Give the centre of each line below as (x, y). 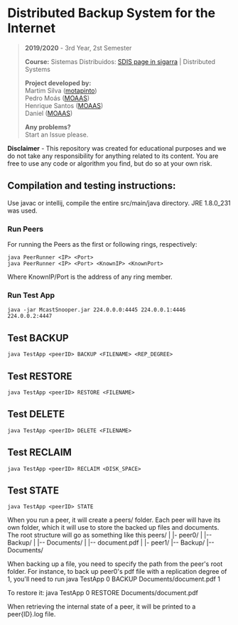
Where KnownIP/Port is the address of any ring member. (90, 277)
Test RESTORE (40, 376)
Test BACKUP (38, 338)
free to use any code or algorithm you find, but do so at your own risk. (110, 163)
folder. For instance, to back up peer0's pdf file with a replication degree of (117, 572)
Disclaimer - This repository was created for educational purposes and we (117, 148)
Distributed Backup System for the (111, 13)
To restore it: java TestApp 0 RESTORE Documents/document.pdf (103, 593)
